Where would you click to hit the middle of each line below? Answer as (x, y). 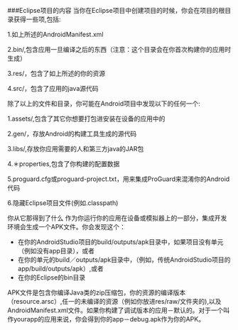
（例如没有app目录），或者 (56, 251)
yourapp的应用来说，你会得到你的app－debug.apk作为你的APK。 (109, 319)
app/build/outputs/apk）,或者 (61, 269)
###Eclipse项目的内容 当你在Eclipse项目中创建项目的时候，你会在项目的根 (116, 10)
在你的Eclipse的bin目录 (52, 277)
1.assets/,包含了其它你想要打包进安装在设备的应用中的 (86, 119)
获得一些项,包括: (37, 19)
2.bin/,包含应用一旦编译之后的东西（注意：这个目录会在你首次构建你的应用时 (119, 49)
